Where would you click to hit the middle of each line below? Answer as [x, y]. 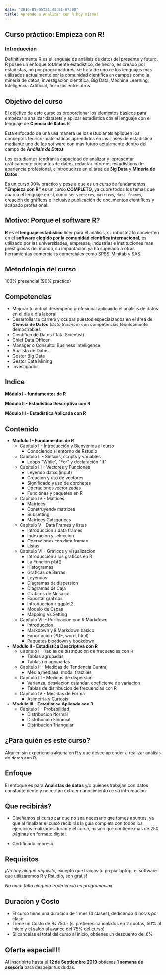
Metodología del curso [41, 269]
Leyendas [37, 578]
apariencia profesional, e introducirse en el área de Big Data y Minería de [80, 169]
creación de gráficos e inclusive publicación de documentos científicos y [80, 200]
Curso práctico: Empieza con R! [55, 34]
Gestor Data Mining [32, 361]
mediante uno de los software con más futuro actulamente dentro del [76, 144]
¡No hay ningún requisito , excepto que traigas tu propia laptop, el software [81, 871]
